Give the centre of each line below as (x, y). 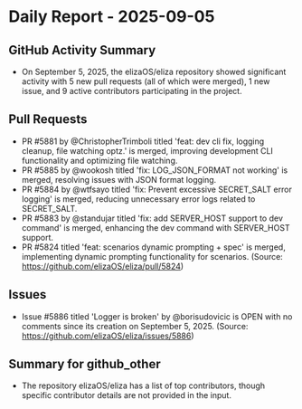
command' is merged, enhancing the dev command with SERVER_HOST (156, 227)
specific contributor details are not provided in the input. (127, 395)
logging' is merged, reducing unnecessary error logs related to (138, 199)
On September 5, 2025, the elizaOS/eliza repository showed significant (154, 71)
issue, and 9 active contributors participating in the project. (132, 91)
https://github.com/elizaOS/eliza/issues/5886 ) (108, 336)
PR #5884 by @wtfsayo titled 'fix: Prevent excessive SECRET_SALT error (157, 189)
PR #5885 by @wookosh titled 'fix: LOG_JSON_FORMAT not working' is (155, 170)
